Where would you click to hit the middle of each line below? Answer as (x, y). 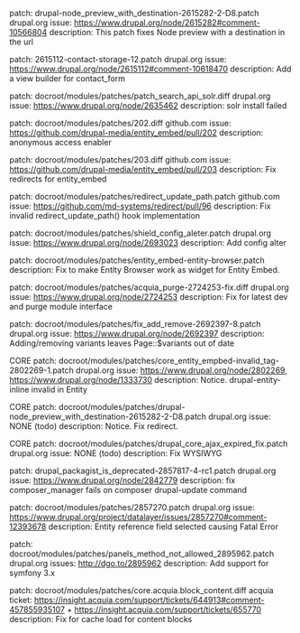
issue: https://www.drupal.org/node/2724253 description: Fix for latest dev (149, 297)
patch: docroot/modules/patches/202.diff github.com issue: (120, 123)
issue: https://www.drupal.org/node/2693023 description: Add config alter (148, 242)
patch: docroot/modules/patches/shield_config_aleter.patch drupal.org (141, 233)
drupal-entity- (255, 380)
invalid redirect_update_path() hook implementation (105, 215)
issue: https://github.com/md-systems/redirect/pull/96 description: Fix (141, 206)
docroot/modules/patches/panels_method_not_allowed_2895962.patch (142, 554)
